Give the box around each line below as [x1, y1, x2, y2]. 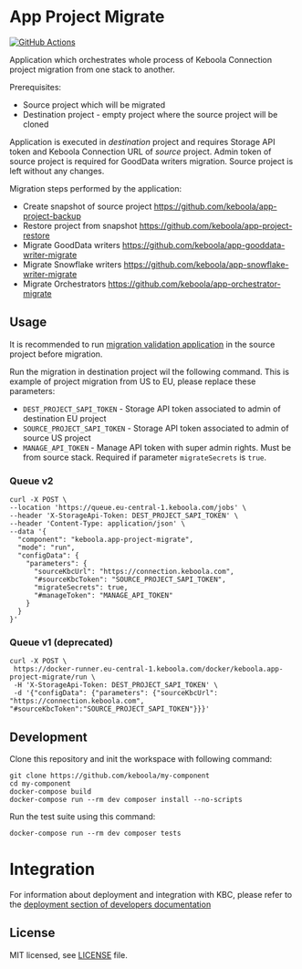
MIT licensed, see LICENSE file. [9, 949, 128, 960]
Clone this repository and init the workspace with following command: [9, 754, 273, 765]
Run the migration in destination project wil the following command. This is [9, 366, 290, 377]
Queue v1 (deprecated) [9, 636, 114, 649]
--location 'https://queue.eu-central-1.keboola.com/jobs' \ [9, 504, 247, 513]
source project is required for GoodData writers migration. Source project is [9, 155, 294, 166]
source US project [22, 432, 91, 443]
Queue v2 [9, 474, 54, 487]
